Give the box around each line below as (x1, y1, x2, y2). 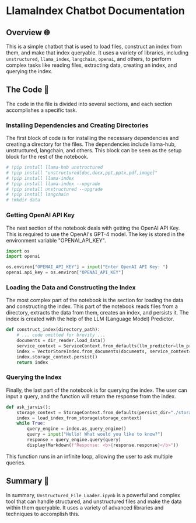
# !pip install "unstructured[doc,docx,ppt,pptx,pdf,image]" (6, 170, 158, 176)
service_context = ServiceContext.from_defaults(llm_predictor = (16, 343, 176, 349)
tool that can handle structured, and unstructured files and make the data (6, 498, 182, 505)
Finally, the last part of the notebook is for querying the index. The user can (6, 387, 188, 394)
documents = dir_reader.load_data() (16, 338, 106, 344)
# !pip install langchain (6, 192, 69, 197)
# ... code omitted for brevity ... (16, 332, 106, 338)
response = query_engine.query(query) (27, 437, 121, 443)
